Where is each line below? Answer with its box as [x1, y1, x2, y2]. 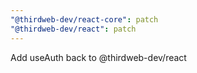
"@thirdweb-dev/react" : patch [10, 24, 137, 34]
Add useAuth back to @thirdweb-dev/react [10, 51, 187, 63]
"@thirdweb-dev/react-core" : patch [10, 14, 159, 25]
